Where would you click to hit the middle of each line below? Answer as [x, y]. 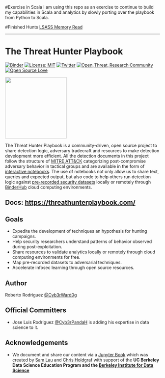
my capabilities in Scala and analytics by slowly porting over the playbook [80, 12]
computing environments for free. [46, 257]
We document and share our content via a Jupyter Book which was [80, 354]
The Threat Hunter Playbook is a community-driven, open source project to [81, 145]
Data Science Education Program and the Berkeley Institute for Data [83, 365]
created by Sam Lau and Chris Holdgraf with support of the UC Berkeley [86, 360]
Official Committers [36, 310]
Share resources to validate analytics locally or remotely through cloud [84, 252]
